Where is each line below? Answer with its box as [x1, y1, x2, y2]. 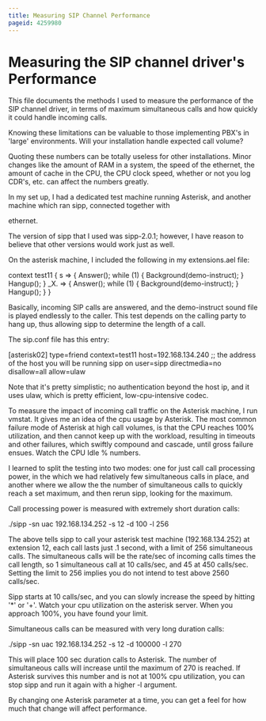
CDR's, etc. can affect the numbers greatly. [8, 177, 149, 187]
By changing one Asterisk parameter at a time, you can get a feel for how [8, 696, 247, 705]
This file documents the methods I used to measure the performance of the [8, 96, 254, 105]
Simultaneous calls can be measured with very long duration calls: [8, 624, 225, 634]
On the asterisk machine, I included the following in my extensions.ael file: [8, 255, 250, 265]
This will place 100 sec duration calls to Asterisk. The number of [8, 655, 217, 665]
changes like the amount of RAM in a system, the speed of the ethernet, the [8, 160, 255, 170]
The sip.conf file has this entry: [8, 335, 110, 344]
